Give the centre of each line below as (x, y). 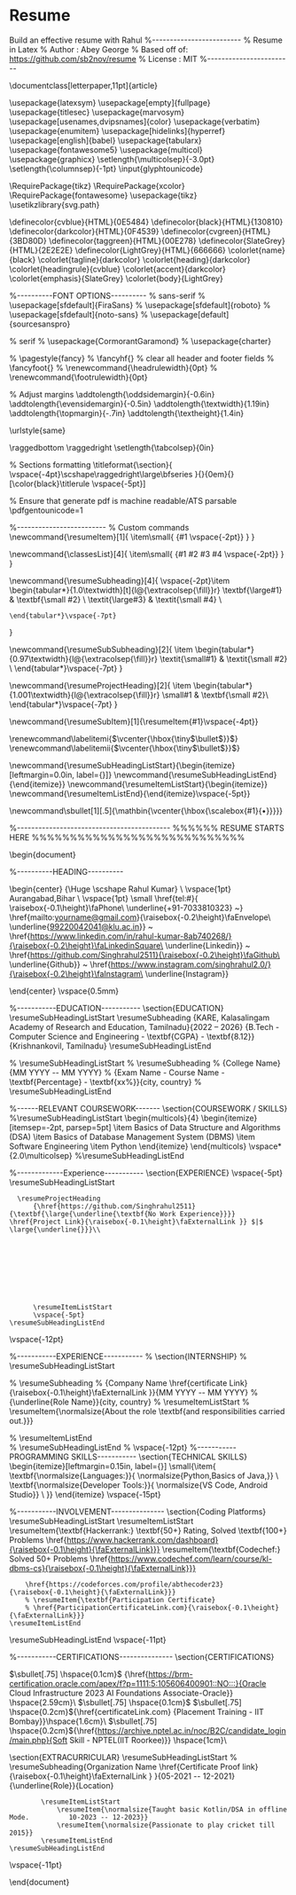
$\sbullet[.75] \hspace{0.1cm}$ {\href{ (79, 1674)
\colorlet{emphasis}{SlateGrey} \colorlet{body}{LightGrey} (117, 278)
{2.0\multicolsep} (41, 1155)
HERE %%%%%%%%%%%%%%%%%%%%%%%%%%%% (127, 837)
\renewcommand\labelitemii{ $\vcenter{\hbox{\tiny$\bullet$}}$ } (125, 748)
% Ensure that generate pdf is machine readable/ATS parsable (123, 500)
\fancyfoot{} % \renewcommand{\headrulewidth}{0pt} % (113, 367)
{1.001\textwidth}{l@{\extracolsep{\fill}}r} (85, 695)
